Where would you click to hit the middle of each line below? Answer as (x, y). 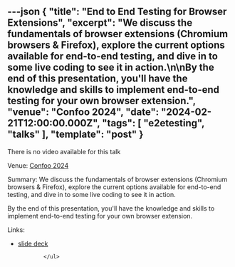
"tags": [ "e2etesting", (153, 123)
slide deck (33, 243)
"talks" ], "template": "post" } (75, 135)
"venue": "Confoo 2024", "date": (83, 112)
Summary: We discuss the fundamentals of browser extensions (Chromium (117, 179)
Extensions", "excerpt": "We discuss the (100, 23)
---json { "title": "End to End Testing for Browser (117, 12)
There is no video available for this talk (64, 151)
